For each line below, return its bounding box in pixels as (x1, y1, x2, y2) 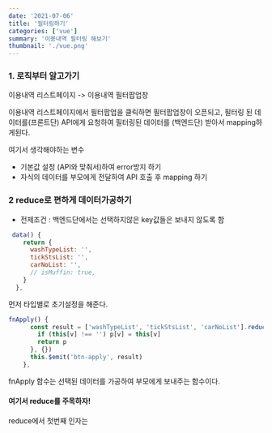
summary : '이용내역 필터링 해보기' (8, 34, 112, 43)
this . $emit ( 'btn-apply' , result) (29, 354, 143, 362)
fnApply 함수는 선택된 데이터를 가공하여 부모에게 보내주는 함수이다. (8, 376, 221, 386)
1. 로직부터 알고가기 (8, 71, 80, 82)
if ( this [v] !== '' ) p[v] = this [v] (37, 330, 161, 339)
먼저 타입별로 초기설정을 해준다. (8, 299, 108, 309)
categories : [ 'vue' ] (8, 27, 79, 35)
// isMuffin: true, (29, 268, 96, 277)
